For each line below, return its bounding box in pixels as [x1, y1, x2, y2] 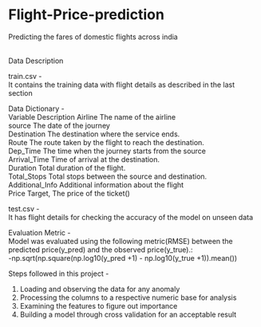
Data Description [8, 56, 64, 65]
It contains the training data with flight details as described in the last [8, 80, 235, 89]
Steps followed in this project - [8, 269, 109, 278]
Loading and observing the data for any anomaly [19, 284, 180, 294]
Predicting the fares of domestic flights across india [8, 32, 178, 41]
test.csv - [8, 203, 40, 213]
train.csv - [8, 71, 42, 81]
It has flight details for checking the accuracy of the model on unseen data [8, 212, 254, 222]
